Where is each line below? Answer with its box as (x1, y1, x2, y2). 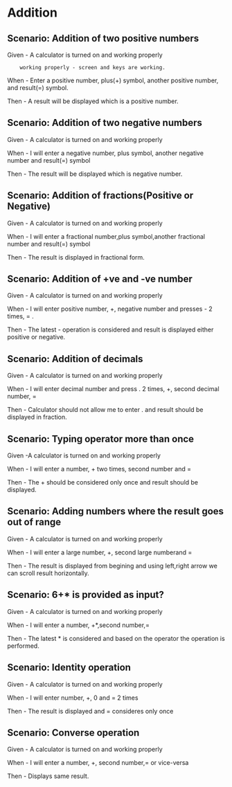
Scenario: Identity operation (7, 662, 132, 673)
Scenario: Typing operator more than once (7, 433, 195, 444)
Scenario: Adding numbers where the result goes (7, 505, 224, 517)
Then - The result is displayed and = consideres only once (7, 707, 174, 715)
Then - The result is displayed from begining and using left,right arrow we (7, 561, 218, 570)
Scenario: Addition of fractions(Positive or (7, 190, 194, 201)
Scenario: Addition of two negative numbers (7, 117, 202, 129)
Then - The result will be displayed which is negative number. (7, 170, 183, 178)
